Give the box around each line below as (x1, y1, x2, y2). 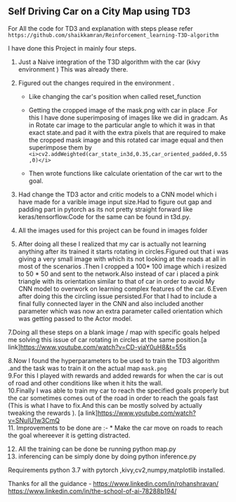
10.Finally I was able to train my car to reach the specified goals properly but (8, 386, 229, 395)
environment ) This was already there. (18, 65, 129, 73)
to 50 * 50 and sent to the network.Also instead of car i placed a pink (18, 270, 219, 278)
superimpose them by (28, 143, 92, 152)
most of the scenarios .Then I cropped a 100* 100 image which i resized (18, 262, 227, 270)
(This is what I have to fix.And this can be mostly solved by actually (8, 401, 203, 409)
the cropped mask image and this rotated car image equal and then (28, 136, 223, 144)
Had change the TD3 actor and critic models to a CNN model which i (18, 190, 217, 199)
